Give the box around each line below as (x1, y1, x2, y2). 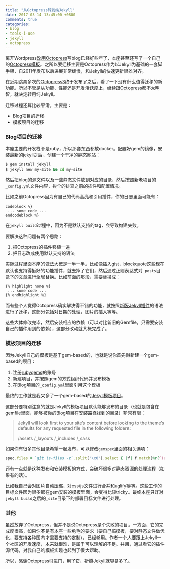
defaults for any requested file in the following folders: (17, 425, 131, 431)
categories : (5, 21, 30, 27)
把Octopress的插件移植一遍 (12, 244, 70, 250)
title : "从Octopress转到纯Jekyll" (5, 7, 75, 13)
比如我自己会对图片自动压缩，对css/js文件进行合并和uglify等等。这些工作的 (5, 483, 162, 489)
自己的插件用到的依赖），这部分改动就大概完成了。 (5, 325, 110, 331)
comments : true (5, 17, 37, 22)
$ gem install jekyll (5, 162, 51, 168)
